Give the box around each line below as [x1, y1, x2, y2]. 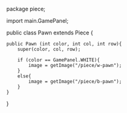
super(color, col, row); [17, 46, 81, 52]
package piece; [6, 6, 46, 12]
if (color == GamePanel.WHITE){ [17, 57, 100, 63]
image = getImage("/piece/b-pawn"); [28, 79, 122, 85]
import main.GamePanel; [6, 17, 69, 24]
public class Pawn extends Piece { [6, 29, 93, 36]
